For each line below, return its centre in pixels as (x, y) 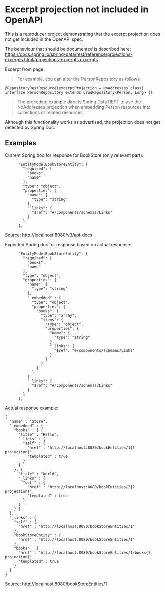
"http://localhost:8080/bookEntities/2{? (91, 487)
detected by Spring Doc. (30, 127)
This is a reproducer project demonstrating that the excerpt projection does (83, 34)
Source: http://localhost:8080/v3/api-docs (49, 235)
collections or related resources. (51, 112)
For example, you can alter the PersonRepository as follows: (79, 79)
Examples (21, 143)
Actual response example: (32, 408)
